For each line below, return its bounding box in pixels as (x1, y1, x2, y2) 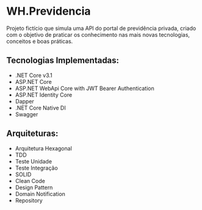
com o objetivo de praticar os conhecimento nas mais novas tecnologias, (6, 31, 190, 38)
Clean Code (15, 177, 46, 184)
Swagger (15, 110, 38, 118)
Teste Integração (15, 164, 58, 171)
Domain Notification (15, 190, 66, 197)
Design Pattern (15, 184, 53, 191)
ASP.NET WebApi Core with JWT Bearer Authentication (15, 84, 154, 92)
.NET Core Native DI (15, 104, 66, 111)
